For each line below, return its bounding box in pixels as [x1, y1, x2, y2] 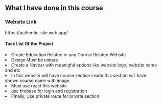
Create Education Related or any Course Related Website [11, 51, 126, 58]
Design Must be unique [11, 57, 58, 62]
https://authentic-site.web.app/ [5, 29, 68, 36]
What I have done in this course [5, 4, 103, 12]
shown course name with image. [5, 78, 71, 83]
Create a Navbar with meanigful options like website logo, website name [11, 62, 157, 68]
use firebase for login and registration [11, 88, 87, 94]
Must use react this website [11, 83, 67, 88]
